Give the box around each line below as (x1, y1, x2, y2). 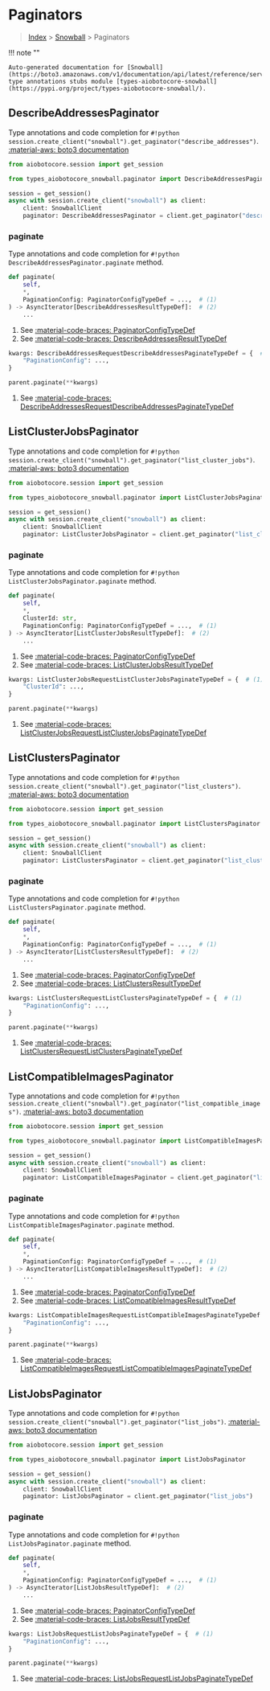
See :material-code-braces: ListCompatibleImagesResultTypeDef (19, 1295, 236, 1305)
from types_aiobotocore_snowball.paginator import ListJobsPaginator (8, 1455, 247, 1463)
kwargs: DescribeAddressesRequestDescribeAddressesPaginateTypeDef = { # (8, 349, 264, 357)
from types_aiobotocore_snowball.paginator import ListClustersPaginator (8, 819, 261, 827)
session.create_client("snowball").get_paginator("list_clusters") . (8, 781, 241, 790)
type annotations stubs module (8, 77, 113, 85)
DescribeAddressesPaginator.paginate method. (8, 257, 164, 267)
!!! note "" (8, 47, 40, 57)
